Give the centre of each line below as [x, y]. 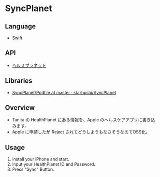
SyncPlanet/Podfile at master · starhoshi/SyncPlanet [64, 92]
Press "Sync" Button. [33, 169]
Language [21, 26]
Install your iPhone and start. [40, 159]
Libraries [19, 81]
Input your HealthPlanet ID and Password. [54, 164]
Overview [20, 108]
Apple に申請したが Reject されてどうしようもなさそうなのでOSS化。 [81, 132]
